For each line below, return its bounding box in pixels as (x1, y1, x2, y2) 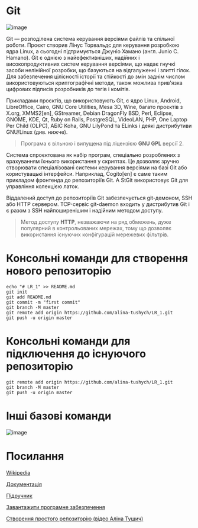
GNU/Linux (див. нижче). (6, 128, 68, 136)
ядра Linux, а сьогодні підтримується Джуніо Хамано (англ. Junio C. (6, 47, 179, 54)
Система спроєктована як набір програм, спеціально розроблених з (6, 151, 180, 158)
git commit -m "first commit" (6, 299, 81, 305)
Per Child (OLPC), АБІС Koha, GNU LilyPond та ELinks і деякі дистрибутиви (6, 122, 192, 129)
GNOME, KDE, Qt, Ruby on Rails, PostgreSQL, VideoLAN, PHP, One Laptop (6, 115, 188, 123)
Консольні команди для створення (6, 252, 188, 265)
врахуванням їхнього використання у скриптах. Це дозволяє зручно (6, 157, 179, 165)
